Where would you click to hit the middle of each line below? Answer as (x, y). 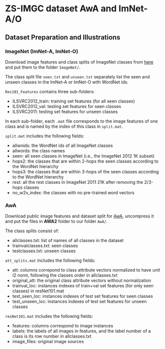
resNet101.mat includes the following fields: (49, 316)
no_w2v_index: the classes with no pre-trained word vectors (73, 192)
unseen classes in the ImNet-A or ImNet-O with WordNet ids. (67, 82)
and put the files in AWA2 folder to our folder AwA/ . (56, 221)
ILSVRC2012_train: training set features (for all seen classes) (74, 101)
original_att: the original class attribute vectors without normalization (82, 280)
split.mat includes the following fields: (45, 136)
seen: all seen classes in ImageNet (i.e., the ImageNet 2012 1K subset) (83, 156)
